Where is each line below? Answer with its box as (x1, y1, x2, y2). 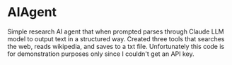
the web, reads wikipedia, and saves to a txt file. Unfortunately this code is (7, 42, 225, 50)
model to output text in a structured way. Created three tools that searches (7, 34, 225, 43)
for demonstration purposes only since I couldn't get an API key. (7, 50, 195, 58)
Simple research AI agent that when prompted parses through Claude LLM (7, 27, 224, 36)
